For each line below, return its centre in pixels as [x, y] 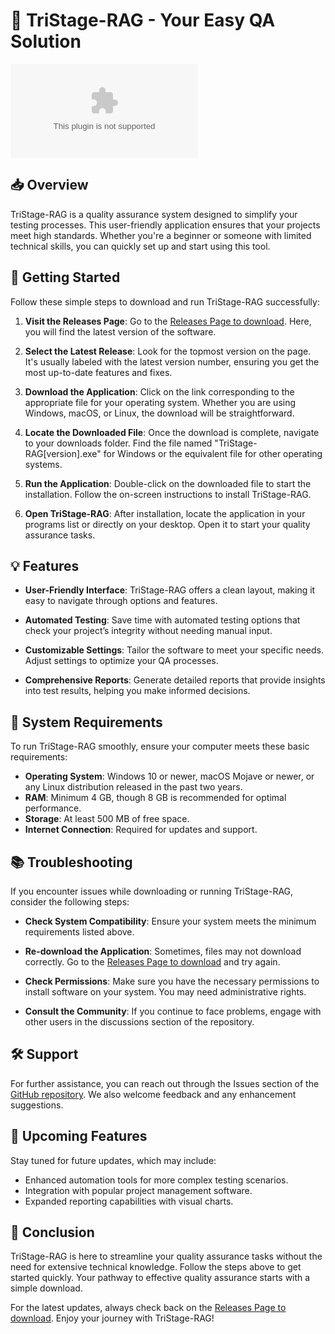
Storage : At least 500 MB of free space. [107, 819]
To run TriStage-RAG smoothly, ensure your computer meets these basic [160, 746]
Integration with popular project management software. [138, 1190]
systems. [43, 464]
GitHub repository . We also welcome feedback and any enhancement [153, 1094]
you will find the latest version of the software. [120, 331]
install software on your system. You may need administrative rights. [165, 992]
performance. [53, 808]
